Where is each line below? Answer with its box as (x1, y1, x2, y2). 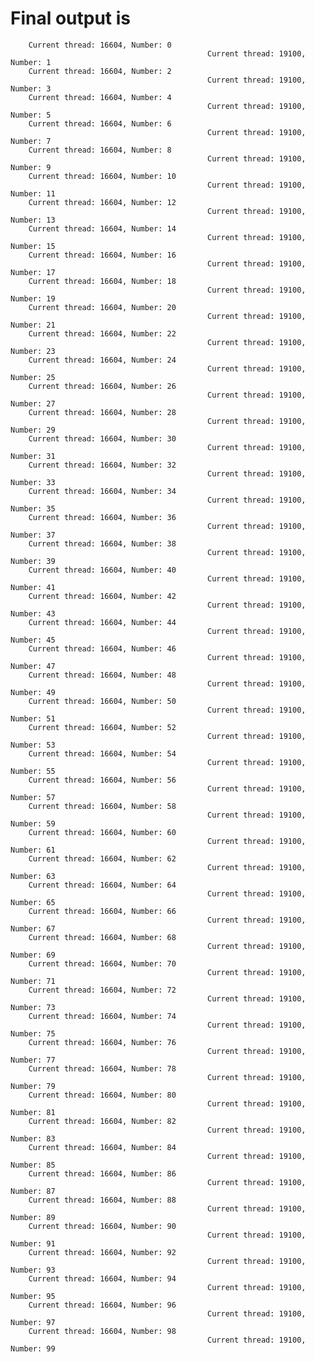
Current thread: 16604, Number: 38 (28, 538, 177, 549)
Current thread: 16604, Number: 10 (28, 171, 177, 181)
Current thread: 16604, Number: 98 (28, 1326, 177, 1336)
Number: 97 (10, 1317, 56, 1327)
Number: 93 (10, 1265, 56, 1275)
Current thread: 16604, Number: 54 (28, 748, 177, 759)
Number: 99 (10, 1343, 56, 1354)
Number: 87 (10, 1186, 56, 1196)
